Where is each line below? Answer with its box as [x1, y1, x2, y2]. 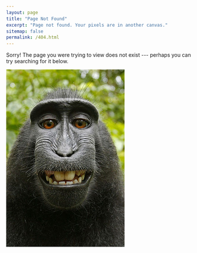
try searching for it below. [6, 58, 69, 65]
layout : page [6, 9, 38, 15]
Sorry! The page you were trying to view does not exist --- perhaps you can [6, 51, 191, 59]
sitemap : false [6, 28, 44, 34]
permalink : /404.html [6, 34, 60, 41]
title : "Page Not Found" [6, 15, 67, 22]
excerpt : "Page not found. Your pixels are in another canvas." [6, 22, 168, 28]
